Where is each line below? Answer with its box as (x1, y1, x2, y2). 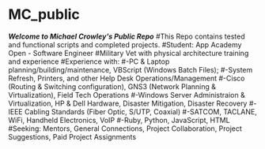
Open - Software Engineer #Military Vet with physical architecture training (8, 48, 249, 58)
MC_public (8, 6, 81, 24)
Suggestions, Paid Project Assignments (8, 132, 137, 141)
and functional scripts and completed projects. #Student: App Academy (8, 39, 242, 49)
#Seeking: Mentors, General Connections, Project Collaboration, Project (8, 124, 243, 133)
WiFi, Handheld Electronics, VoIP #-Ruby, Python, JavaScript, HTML (8, 115, 231, 125)
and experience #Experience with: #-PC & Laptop (8, 57, 170, 66)
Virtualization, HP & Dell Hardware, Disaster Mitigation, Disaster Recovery (8, 99, 248, 108)
